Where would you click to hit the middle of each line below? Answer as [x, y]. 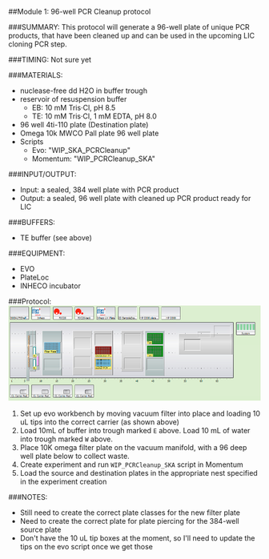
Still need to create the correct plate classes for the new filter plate [130, 513]
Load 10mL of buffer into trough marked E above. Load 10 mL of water [135, 431]
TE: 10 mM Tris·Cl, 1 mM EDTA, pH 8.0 [94, 116]
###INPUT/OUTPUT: [42, 174]
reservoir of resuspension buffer [73, 99]
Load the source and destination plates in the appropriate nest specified [139, 473]
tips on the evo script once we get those [86, 547]
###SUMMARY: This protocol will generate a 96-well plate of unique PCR [129, 27]
